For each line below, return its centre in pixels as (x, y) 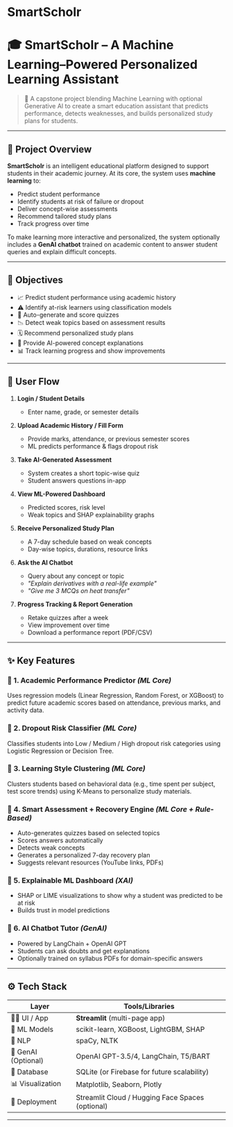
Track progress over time (53, 224)
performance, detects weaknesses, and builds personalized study (118, 114)
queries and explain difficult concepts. (62, 251)
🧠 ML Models (32, 1029)
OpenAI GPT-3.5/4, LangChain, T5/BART (143, 1056)
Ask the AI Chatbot (45, 562)
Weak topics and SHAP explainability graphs (91, 515)
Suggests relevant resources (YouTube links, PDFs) (90, 862)
